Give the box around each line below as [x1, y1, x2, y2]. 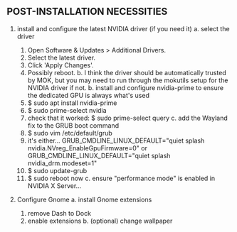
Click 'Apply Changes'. [27, 60, 94, 70]
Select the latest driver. [27, 53, 96, 62]
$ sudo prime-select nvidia [27, 106, 107, 114]
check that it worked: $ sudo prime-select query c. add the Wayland [27, 114, 228, 122]
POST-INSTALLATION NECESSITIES [6, 6, 168, 18]
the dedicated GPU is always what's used [27, 91, 150, 99]
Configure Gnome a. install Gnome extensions [16, 195, 152, 204]
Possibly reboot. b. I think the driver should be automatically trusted [27, 68, 226, 77]
